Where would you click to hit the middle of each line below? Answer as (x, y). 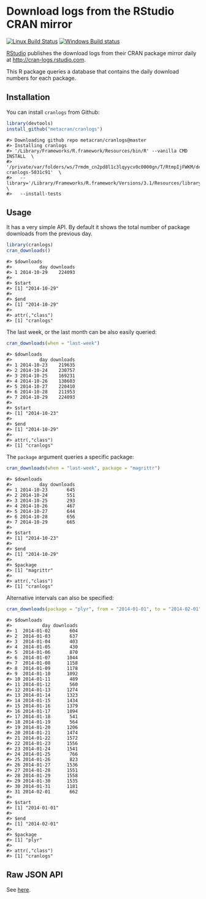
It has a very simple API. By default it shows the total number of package (98, 227)
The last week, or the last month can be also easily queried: (82, 332)
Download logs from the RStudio (90, 11)
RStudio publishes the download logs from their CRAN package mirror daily (101, 53)
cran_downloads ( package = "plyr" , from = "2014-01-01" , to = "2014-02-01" (104, 609)
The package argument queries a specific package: (70, 457)
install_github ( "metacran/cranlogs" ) (55, 129)
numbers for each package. (41, 78)
